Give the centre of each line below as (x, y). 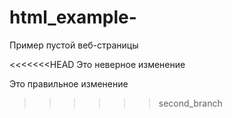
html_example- (73, 17)
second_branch (190, 103)
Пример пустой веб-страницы (74, 45)
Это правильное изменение (69, 83)
